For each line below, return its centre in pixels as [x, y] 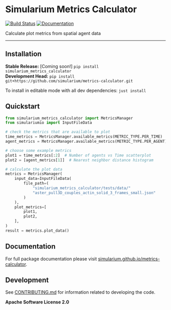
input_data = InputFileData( [43, 179]
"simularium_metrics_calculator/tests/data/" [81, 188]
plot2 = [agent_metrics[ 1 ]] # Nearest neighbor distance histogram [79, 160]
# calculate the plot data [34, 169]
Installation [23, 54]
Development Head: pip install [40, 76]
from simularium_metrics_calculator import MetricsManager [69, 118]
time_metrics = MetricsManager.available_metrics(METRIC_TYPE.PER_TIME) [84, 137]
